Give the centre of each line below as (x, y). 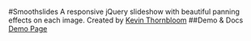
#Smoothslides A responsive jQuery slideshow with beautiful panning (124, 12)
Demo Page (28, 29)
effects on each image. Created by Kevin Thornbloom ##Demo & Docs (126, 20)
